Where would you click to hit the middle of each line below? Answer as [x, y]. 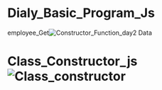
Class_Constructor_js [72, 61]
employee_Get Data [80, 33]
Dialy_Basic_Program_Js [81, 13]
